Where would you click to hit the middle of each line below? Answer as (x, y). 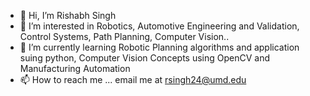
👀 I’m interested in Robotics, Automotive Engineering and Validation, (159, 26)
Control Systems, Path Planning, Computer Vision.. (124, 36)
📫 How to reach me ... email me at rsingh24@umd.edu (133, 79)
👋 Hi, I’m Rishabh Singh (68, 15)
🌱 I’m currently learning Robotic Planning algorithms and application (159, 47)
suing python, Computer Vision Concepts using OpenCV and (144, 58)
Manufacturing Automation (75, 68)
